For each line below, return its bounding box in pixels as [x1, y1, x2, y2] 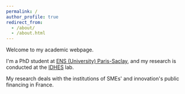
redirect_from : [6, 19, 43, 25]
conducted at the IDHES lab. [6, 64, 74, 71]
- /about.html [11, 30, 46, 36]
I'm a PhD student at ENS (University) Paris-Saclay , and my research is [6, 58, 176, 65]
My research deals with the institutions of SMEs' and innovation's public [6, 75, 180, 82]
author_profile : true [6, 14, 59, 20]
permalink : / [6, 8, 38, 15]
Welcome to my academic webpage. [6, 46, 94, 53]
